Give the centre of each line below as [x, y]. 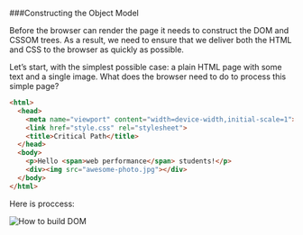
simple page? [34, 86]
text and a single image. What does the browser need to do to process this [148, 77]
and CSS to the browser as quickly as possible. [97, 50]
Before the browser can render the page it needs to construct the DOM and [149, 30]
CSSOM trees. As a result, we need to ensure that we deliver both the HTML [151, 40]
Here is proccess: [42, 203]
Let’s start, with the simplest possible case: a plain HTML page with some [146, 67]
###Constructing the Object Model [74, 13]
